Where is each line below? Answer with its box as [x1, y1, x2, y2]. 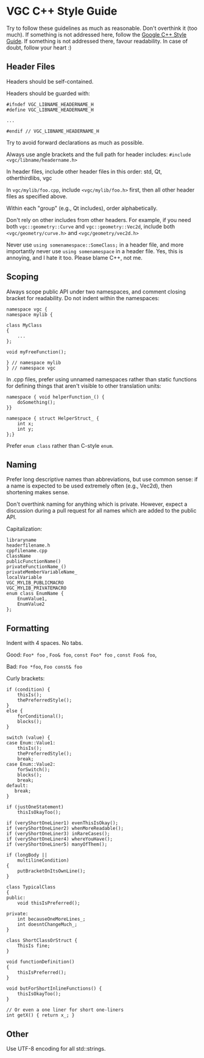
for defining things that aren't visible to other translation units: [6, 382, 161, 389]
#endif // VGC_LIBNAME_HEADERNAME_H [6, 128, 99, 134]
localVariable [6, 575, 43, 581]
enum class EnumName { [6, 591, 64, 597]
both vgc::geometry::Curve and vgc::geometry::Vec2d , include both [6, 223, 175, 230]
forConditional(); [17, 713, 64, 719]
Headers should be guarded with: [6, 90, 90, 97]
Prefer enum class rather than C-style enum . [6, 442, 114, 449]
